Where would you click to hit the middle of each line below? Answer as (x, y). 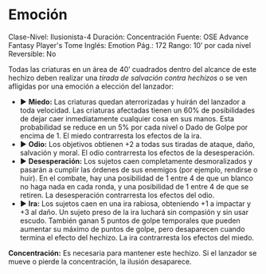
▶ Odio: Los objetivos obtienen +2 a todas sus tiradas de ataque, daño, (137, 144)
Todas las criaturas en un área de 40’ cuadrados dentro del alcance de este (133, 69)
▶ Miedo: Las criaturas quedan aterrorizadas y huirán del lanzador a (133, 101)
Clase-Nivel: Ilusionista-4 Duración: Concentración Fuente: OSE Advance (129, 37)
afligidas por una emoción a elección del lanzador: (91, 86)
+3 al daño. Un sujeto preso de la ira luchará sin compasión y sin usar (134, 212)
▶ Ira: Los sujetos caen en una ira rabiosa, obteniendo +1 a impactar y (135, 203)
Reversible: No (32, 54)
